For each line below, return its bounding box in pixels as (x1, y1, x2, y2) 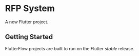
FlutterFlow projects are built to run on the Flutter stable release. (5, 45, 135, 51)
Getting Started (5, 33, 53, 41)
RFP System (5, 3, 55, 14)
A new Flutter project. (5, 19, 49, 25)
